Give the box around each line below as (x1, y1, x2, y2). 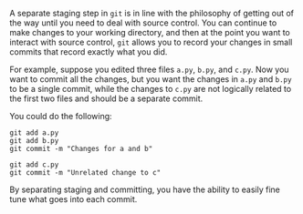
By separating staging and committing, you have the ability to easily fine (9, 184, 281, 195)
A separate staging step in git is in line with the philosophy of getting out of (9, 8, 295, 18)
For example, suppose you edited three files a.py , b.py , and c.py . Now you (9, 64, 289, 75)
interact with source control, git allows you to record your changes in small (9, 36, 293, 47)
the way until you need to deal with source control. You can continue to (9, 17, 277, 28)
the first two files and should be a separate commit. (9, 93, 204, 104)
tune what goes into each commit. (9, 194, 138, 204)
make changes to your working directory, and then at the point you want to (9, 27, 290, 37)
